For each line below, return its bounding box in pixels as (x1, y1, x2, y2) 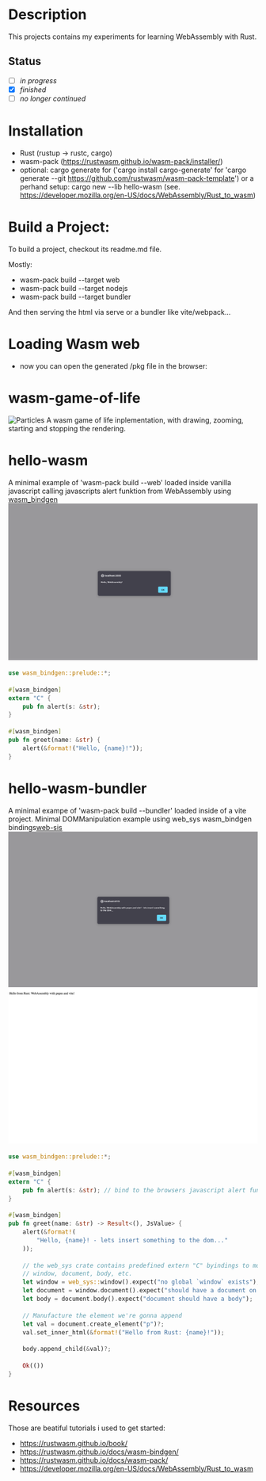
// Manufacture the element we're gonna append (22, 1311, 182, 1319)
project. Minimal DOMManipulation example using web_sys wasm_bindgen (8, 814, 252, 824)
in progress (19, 75, 57, 85)
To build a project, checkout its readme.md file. (8, 244, 162, 254)
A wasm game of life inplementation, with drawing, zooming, (46, 415, 244, 425)
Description (8, 6, 87, 24)
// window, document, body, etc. (22, 1270, 133, 1278)
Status (8, 55, 42, 68)
